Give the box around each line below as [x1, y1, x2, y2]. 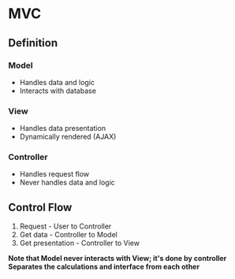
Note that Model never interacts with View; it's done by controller [8, 254, 227, 263]
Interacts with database [19, 86, 97, 95]
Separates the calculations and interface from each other [8, 262, 200, 272]
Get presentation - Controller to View [19, 238, 140, 248]
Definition [8, 36, 58, 50]
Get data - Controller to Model [19, 230, 118, 240]
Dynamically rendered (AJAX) [19, 132, 117, 142]
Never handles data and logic [19, 178, 116, 188]
